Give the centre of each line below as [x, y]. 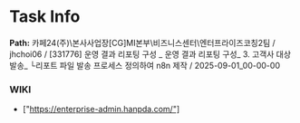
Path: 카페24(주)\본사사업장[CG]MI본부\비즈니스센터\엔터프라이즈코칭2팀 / [143, 43]
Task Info [45, 17]
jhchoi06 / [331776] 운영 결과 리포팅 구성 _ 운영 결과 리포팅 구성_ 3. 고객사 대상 [150, 54]
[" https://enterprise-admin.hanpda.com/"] [101, 109]
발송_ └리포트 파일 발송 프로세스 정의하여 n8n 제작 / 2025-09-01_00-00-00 [145, 65]
